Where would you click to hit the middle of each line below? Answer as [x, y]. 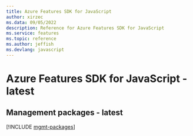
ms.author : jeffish [30, 45]
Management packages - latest [65, 113]
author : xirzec [25, 17]
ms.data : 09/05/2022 [31, 22]
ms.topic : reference [31, 39]
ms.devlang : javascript [35, 50]
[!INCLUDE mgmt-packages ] [41, 127]
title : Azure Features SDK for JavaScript [59, 11]
